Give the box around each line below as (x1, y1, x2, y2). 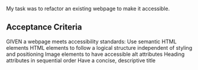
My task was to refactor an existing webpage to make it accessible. (6, 5, 170, 12)
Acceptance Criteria (6, 22, 82, 32)
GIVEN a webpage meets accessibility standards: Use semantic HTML (6, 38, 177, 45)
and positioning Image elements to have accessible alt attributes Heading (6, 50, 185, 58)
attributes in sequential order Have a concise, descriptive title (6, 56, 155, 64)
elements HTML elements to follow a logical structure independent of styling (6, 44, 193, 51)
